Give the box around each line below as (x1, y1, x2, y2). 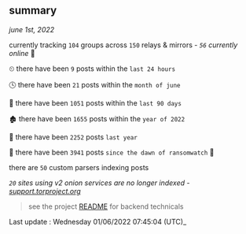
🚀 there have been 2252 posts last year (9, 132, 138, 142)
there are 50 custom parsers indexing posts (9, 162, 149, 172)
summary (9, 4, 57, 17)
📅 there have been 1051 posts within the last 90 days (9, 98, 182, 107)
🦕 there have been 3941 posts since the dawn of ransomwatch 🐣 (9, 147, 215, 157)
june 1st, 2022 (9, 24, 55, 34)
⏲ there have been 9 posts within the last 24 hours (9, 64, 176, 73)
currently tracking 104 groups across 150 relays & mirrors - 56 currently (9, 40, 238, 50)
